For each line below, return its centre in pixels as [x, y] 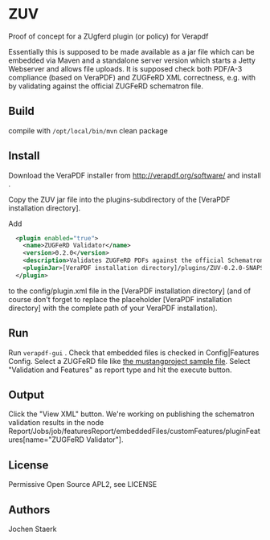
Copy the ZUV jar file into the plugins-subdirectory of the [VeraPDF [119, 199]
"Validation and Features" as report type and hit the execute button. [120, 370]
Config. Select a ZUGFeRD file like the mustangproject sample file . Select [129, 361]
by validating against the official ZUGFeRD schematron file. [106, 86]
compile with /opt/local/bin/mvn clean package [88, 130]
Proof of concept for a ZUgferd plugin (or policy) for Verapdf [108, 36]
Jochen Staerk [33, 529]
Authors [29, 510]
